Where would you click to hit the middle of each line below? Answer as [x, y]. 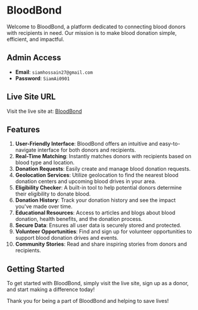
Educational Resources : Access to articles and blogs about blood [95, 213]
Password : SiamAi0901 [42, 78]
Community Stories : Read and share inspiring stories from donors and [101, 244]
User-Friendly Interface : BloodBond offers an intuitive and [87, 144]
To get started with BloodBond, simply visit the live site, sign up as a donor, [98, 283]
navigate [26, 150]
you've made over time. [44, 207]
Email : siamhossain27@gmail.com [54, 72]
